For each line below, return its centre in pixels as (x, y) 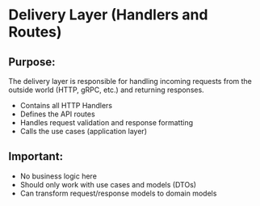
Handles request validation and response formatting (107, 122)
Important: (36, 156)
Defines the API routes (57, 114)
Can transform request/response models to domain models (118, 193)
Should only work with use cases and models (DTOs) (108, 184)
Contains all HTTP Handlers (66, 105)
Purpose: (32, 62)
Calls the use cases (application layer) (84, 131)
